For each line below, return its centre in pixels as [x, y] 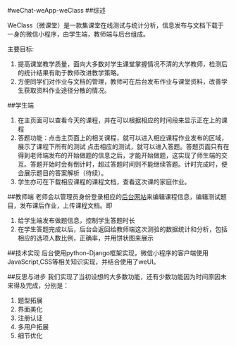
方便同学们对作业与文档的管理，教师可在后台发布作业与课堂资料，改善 [119, 82]
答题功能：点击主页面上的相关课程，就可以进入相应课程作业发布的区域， [122, 138]
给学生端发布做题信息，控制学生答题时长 [76, 220]
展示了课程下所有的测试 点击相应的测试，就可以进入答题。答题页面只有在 [123, 147]
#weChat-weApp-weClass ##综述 [56, 10]
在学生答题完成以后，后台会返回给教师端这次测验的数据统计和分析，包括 [122, 229]
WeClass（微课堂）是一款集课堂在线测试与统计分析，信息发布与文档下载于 [116, 25]
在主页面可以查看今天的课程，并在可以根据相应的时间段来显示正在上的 [119, 120]
